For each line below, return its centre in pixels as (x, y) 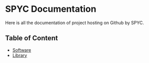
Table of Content (32, 38)
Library (20, 55)
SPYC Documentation (51, 9)
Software (22, 50)
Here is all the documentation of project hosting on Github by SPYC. (74, 23)
